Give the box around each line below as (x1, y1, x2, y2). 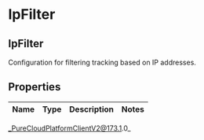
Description (69, 104, 114, 115)
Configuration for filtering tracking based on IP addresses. (8, 57, 196, 67)
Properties (8, 80, 61, 94)
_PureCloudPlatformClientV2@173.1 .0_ (8, 123, 131, 133)
